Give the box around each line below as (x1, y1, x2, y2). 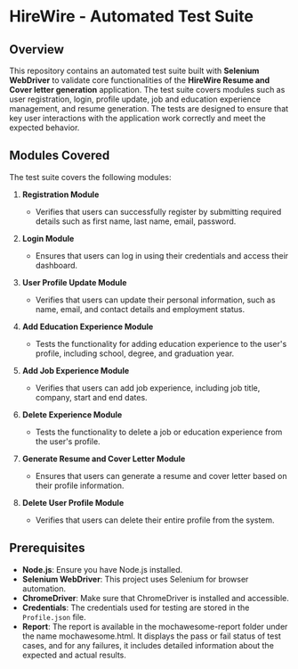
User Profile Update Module (21, 277, 127, 287)
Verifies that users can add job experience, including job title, (35, 382, 261, 393)
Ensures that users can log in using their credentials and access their (35, 250, 289, 260)
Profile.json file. (21, 611, 86, 622)
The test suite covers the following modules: (9, 171, 172, 182)
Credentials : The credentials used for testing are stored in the (21, 602, 250, 613)
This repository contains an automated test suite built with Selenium (9, 65, 260, 76)
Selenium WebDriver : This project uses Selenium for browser (21, 574, 249, 584)
